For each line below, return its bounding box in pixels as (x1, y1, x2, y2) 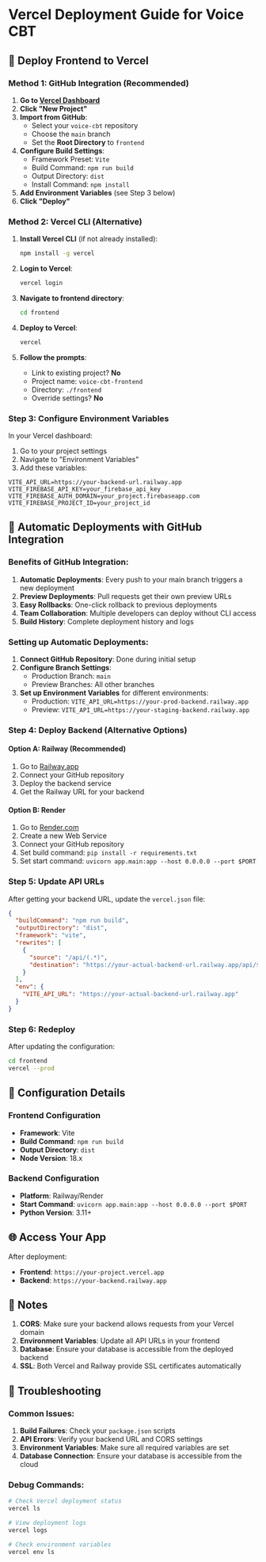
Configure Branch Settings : (19, 662, 112, 672)
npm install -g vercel (19, 249, 95, 258)
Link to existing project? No (31, 368, 121, 377)
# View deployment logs (8, 1519, 87, 1527)
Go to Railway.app (19, 762, 79, 772)
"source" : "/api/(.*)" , (28, 954, 108, 961)
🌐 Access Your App (8, 1230, 107, 1244)
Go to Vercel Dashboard (19, 95, 101, 104)
